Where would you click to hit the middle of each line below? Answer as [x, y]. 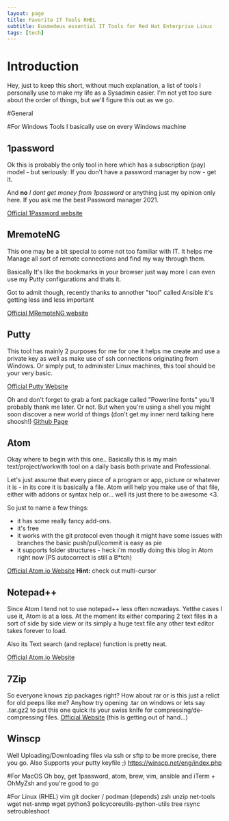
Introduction [43, 67]
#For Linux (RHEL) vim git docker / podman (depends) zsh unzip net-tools [111, 796]
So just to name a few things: [48, 508]
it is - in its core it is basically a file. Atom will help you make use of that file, [113, 487]
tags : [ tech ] [26, 33]
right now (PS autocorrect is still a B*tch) [74, 558]
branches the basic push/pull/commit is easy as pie [90, 543]
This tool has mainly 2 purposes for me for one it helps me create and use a [113, 351]
